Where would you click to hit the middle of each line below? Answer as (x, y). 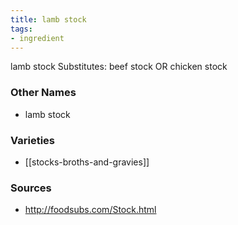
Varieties (32, 140)
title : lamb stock (48, 19)
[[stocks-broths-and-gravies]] (87, 162)
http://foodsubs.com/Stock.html (90, 210)
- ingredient (37, 38)
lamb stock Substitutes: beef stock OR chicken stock (119, 67)
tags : (21, 29)
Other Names (43, 93)
